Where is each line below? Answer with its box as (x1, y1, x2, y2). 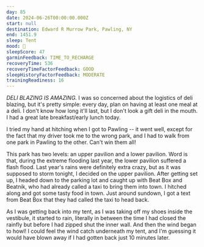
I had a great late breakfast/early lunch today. (6, 114, 121, 121)
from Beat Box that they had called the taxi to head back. (6, 196, 150, 203)
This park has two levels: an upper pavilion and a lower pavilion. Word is (6, 151, 188, 158)
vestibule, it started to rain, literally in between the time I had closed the (6, 215, 186, 222)
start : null (6, 20, 37, 26)
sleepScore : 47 (6, 49, 45, 55)
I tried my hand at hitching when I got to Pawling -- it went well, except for (6, 126, 193, 133)
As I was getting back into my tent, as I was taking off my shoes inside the (6, 208, 192, 215)
